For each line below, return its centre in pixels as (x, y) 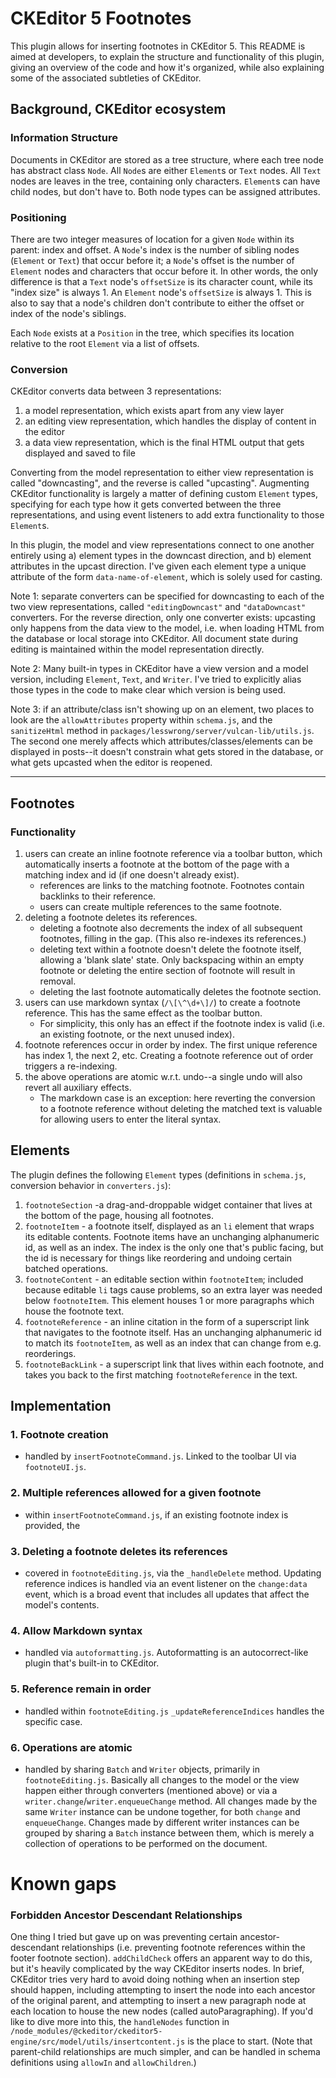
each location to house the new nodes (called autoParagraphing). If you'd (162, 2011)
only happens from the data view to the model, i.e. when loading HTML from (167, 628)
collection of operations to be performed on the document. (146, 1843)
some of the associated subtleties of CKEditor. (106, 78)
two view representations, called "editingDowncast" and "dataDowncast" (158, 607)
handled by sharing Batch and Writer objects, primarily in (142, 1769)
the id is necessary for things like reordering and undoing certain (158, 1258)
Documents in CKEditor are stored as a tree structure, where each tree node (167, 159)
